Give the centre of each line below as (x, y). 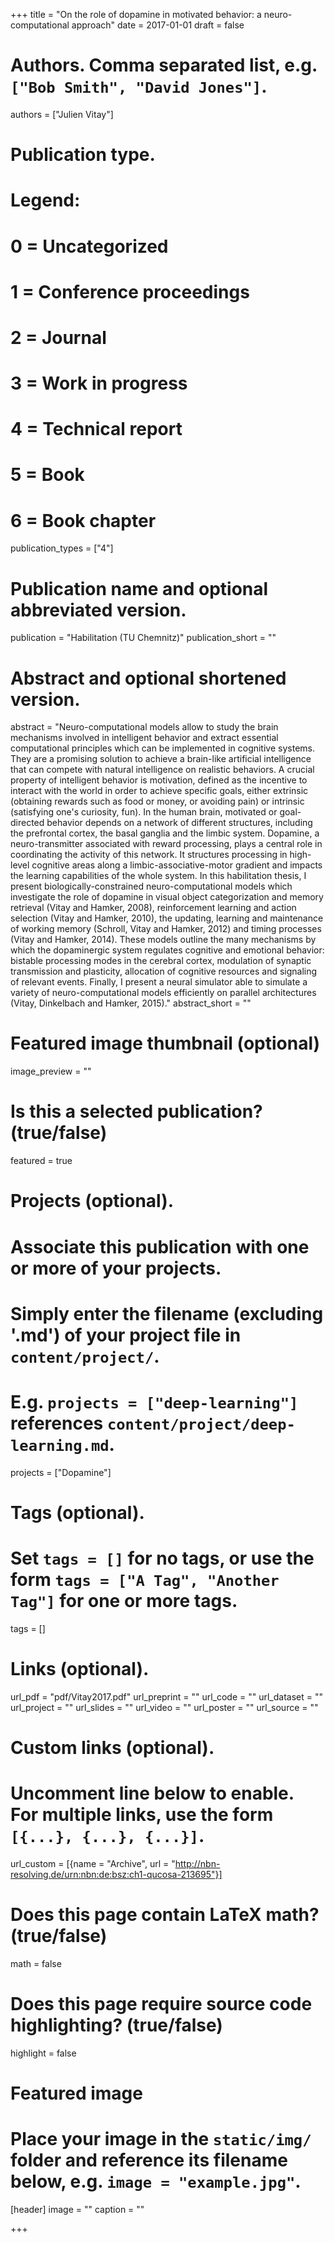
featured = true (41, 1161)
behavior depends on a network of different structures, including (179, 823)
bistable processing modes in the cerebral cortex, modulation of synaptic (161, 961)
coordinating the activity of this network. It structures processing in (149, 855)
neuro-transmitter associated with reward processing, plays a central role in (166, 844)
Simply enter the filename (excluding (167, 1313)
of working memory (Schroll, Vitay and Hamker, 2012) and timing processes (166, 929)
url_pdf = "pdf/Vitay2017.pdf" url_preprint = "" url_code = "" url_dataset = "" (166, 1696)
